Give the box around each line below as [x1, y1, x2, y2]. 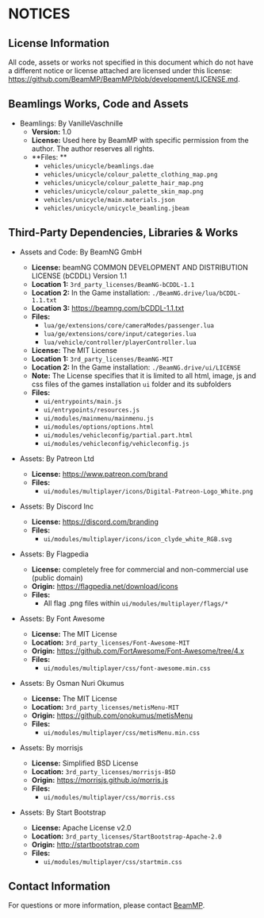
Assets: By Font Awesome [19, 614, 105, 623]
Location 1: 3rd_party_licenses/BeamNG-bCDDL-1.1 [31, 279, 195, 289]
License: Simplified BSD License [31, 758, 139, 768]
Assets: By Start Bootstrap [19, 808, 106, 817]
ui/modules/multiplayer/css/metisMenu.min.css [43, 729, 201, 737]
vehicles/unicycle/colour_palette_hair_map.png [43, 179, 204, 187]
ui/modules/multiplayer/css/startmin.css [43, 858, 182, 866]
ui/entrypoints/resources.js [43, 406, 140, 414]
